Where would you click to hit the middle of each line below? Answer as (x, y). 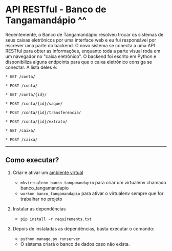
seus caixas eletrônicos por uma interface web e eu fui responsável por (81, 40)
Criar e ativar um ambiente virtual (48, 172)
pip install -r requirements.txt (56, 219)
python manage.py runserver (50, 239)
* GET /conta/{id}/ (26, 94)
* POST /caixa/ (21, 140)
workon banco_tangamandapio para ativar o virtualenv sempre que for (92, 193)
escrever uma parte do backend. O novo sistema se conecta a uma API (80, 45)
